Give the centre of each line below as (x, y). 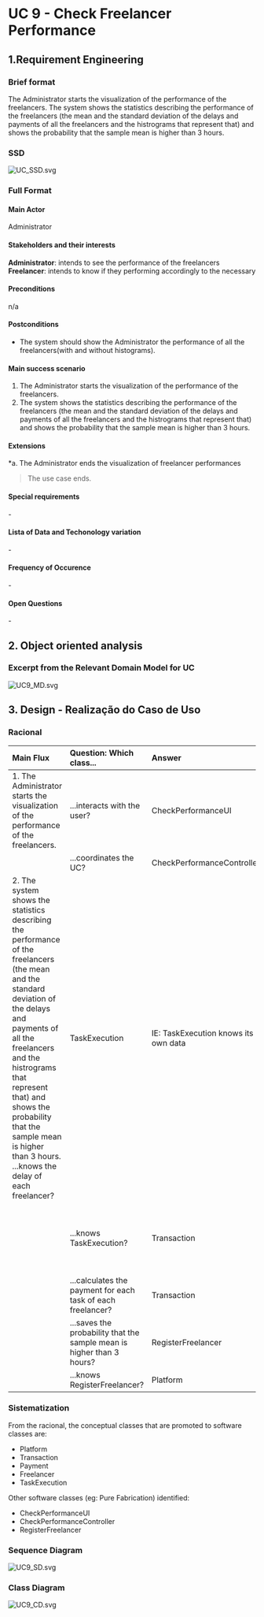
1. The (24, 775)
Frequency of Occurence (50, 567)
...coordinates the (102, 857)
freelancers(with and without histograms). (87, 350)
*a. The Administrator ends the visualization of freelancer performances (125, 463)
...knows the (35, 1165)
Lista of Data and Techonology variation (75, 532)
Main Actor (27, 209)
